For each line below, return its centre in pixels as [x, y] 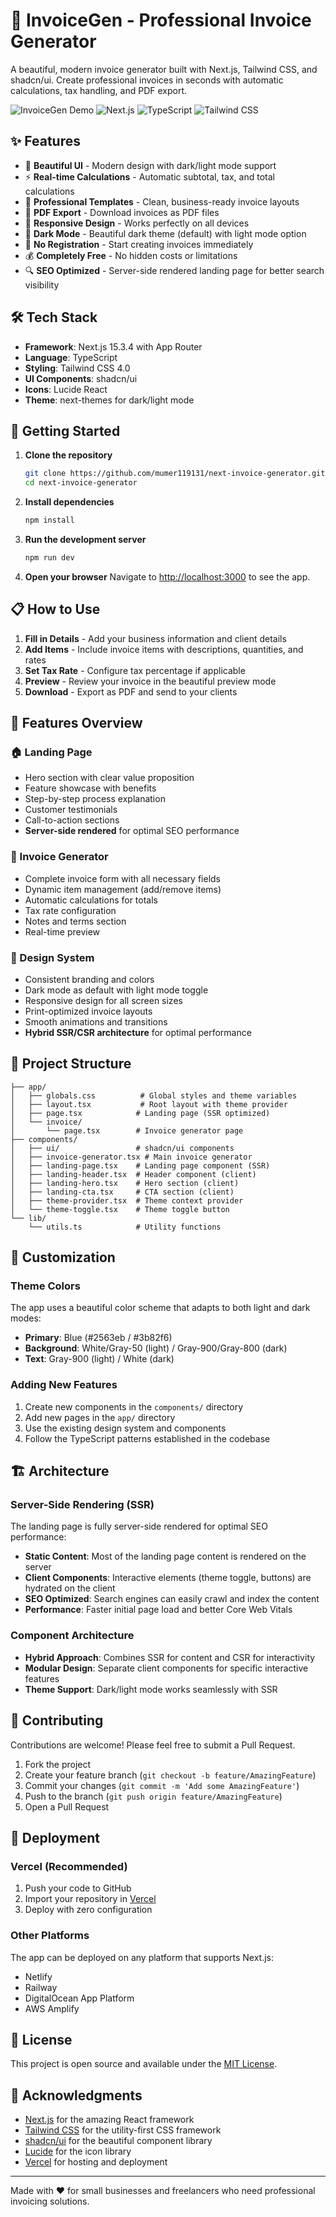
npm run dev [49, 558]
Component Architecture [72, 1636]
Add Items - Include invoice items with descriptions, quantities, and [164, 649]
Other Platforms [50, 1936]
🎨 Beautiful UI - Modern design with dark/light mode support [150, 165]
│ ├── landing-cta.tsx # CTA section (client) [122, 1192]
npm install [49, 520]
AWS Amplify [52, 2008]
